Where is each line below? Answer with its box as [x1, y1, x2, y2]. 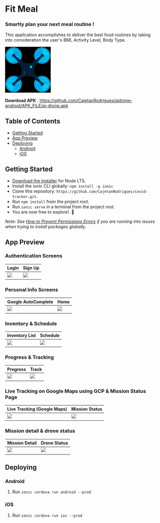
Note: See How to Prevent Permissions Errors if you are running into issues [5, 218, 155, 224]
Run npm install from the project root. [12, 199, 89, 205]
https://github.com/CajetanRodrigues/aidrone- [39, 98, 133, 104]
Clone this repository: [12, 188, 55, 194]
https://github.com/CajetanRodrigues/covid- [56, 189, 148, 194]
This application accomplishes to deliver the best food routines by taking [5, 32, 151, 38]
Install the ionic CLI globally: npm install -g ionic [12, 183, 113, 189]
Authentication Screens [5, 253, 63, 260]
